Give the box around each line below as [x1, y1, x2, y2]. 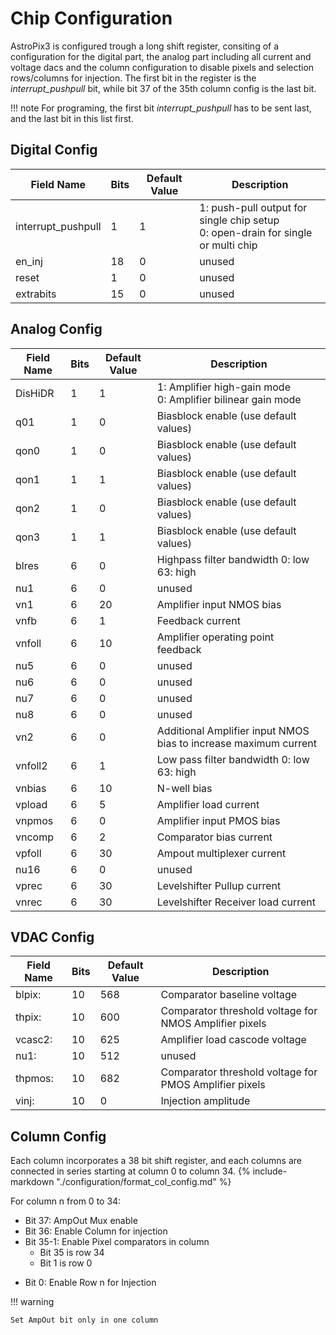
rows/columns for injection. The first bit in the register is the [10, 72, 257, 84]
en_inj [15, 254, 43, 268]
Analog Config [10, 321, 103, 338]
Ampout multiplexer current [156, 846, 287, 860]
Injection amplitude [160, 1094, 251, 1108]
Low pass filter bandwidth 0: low [156, 752, 310, 766]
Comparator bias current [156, 830, 273, 844]
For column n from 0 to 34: [10, 1195, 122, 1207]
